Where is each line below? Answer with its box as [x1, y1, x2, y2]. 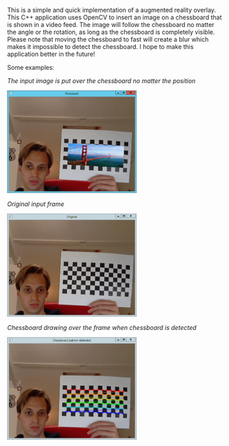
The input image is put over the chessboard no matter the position [7, 77, 196, 85]
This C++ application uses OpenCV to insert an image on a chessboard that [7, 13, 222, 21]
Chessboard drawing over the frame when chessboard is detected [7, 323, 197, 331]
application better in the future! [7, 50, 95, 58]
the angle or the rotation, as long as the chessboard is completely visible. [7, 28, 215, 36]
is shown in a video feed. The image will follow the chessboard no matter [7, 21, 215, 28]
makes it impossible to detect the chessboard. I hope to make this [7, 43, 195, 50]
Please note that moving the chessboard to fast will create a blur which [7, 35, 209, 44]
